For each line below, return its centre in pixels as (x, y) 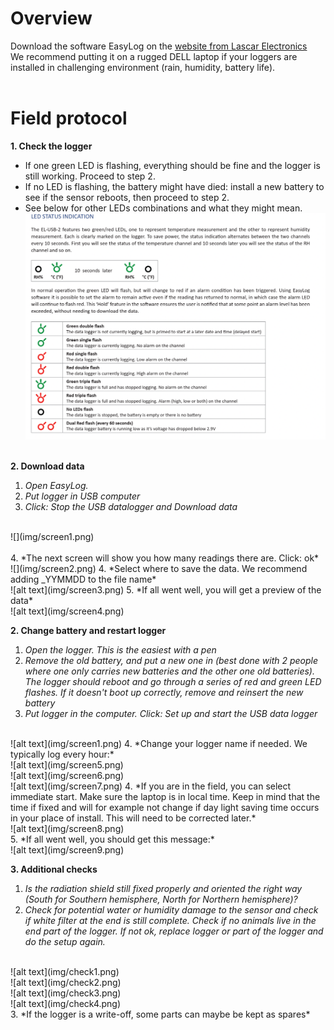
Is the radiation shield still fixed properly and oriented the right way (163, 889)
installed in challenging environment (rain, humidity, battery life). (143, 67)
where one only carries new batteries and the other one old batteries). (169, 671)
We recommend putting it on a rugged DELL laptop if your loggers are (154, 56)
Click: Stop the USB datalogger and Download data (131, 507)
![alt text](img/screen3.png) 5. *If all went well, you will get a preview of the (166, 590)
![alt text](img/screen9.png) (67, 850)
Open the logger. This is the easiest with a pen (120, 650)
